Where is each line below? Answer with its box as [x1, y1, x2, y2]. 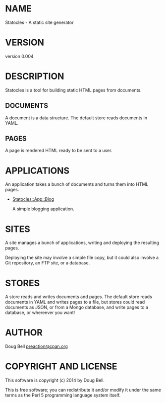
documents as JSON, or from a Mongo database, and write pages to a [5, 304, 149, 311]
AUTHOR [5, 327, 43, 338]
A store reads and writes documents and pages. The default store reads [5, 294, 152, 300]
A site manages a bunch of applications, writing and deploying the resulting [5, 240, 160, 246]
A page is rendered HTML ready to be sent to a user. [5, 148, 112, 154]
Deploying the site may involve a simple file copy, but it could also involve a [5, 254, 159, 261]
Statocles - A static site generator [5, 19, 74, 25]
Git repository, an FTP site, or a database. [5, 260, 90, 266]
